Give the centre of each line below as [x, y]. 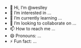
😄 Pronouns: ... [26, 36]
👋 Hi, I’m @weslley [28, 8]
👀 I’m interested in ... [30, 13]
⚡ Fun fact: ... [23, 41]
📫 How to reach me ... [32, 29]
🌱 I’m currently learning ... [36, 18]
